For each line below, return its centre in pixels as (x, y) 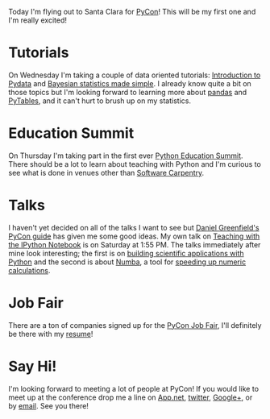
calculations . (29, 270)
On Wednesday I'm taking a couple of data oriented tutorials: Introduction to (135, 75)
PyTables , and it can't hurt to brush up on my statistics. (100, 101)
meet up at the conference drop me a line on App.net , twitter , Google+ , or (131, 397)
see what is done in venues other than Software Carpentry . (106, 172)
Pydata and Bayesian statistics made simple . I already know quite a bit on (130, 83)
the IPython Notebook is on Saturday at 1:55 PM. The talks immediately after (135, 244)
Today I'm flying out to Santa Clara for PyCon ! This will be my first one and (132, 12)
